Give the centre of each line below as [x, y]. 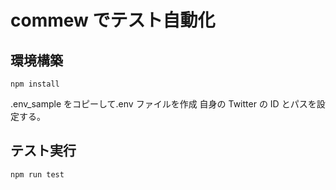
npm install [35, 84]
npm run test [37, 174]
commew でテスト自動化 [113, 20]
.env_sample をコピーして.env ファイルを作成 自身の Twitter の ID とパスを [163, 104]
